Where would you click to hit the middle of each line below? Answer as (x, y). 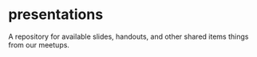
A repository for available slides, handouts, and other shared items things (128, 36)
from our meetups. (39, 44)
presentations (56, 15)
